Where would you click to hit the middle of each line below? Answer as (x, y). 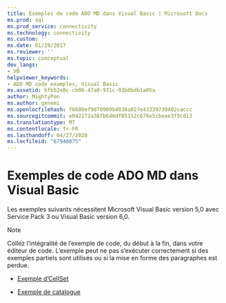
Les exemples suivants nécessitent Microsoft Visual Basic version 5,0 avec (113, 209)
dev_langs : (23, 65)
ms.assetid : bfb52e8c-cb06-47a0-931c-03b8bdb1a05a (81, 90)
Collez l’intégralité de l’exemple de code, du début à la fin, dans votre (105, 243)
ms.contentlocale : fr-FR (43, 129)
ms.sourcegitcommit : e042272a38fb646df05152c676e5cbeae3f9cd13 (100, 116)
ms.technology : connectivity (49, 33)
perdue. (18, 265)
